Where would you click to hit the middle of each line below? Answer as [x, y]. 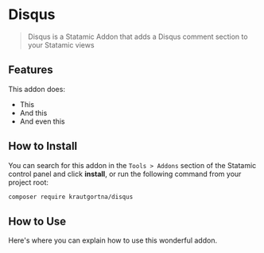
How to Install [43, 146]
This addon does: [37, 89]
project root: [29, 182]
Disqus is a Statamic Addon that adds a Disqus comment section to [138, 36]
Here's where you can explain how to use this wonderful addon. [113, 240]
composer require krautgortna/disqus [71, 197]
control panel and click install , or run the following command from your [125, 174]
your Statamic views [61, 44]
